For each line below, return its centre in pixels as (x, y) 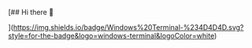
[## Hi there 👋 (31, 12)
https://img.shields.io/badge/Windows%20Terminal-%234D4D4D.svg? (128, 27)
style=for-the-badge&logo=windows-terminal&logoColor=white (111, 36)
